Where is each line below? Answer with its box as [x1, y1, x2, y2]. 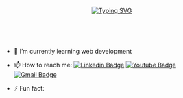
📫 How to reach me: [13, 61, 73, 69]
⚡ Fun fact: [13, 84, 45, 92]
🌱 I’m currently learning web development [13, 48, 132, 55]
